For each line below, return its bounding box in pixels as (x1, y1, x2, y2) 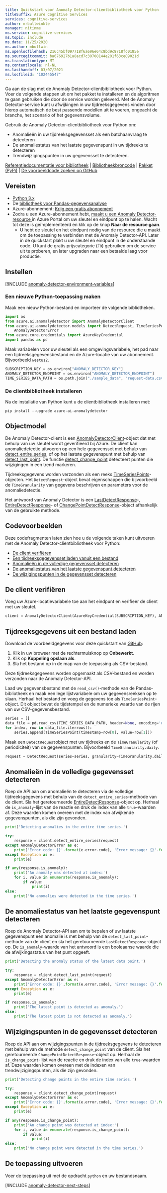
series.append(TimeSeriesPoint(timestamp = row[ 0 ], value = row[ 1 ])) (14, 730, 153, 735)
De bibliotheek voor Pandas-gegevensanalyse (12, 200, 107, 206)
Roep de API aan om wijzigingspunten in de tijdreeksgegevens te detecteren (5, 1041, 162, 1047)
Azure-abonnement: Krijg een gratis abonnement (12, 205, 113, 211)
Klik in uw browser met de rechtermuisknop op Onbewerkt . (12, 650, 134, 656)
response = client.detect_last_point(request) (14, 973, 112, 978)
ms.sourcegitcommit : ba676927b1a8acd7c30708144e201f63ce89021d (5, 53, 139, 59)
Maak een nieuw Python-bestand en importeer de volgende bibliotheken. (5, 304, 155, 310)
